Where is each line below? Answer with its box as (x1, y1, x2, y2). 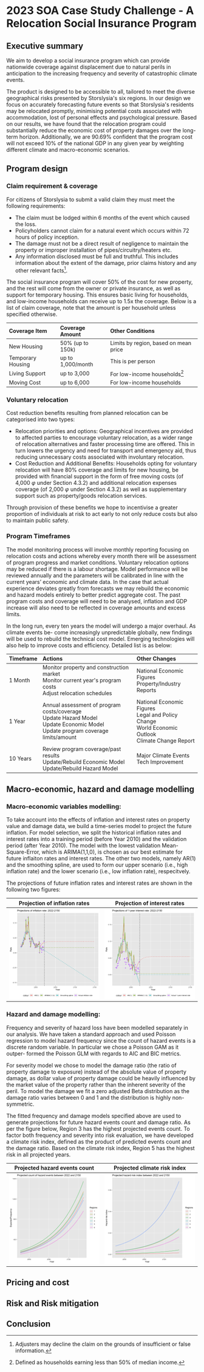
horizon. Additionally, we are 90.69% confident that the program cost (19, 133, 193, 140)
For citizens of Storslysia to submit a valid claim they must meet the (6, 196, 175, 203)
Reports (136, 686, 157, 693)
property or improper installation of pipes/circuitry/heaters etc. (15, 246, 172, 253)
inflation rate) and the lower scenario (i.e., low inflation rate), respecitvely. (6, 868, 191, 875)
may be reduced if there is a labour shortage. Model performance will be (6, 565, 188, 572)
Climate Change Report (136, 736, 195, 744)
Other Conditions (110, 328, 155, 335)
